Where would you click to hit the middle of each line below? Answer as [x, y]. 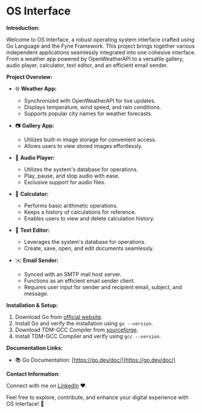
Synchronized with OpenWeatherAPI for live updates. [90, 100]
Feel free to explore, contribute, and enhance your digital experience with [97, 397]
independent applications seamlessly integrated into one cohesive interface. [101, 52]
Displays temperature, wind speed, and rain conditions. [93, 107]
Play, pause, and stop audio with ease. [72, 176]
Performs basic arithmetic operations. [71, 205]
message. [36, 293]
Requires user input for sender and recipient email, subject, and [103, 287]
